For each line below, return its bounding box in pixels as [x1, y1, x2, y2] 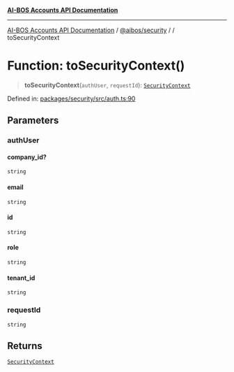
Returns [7, 340, 43, 352]
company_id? [7, 153, 47, 161]
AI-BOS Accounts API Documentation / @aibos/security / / [7, 26, 175, 34]
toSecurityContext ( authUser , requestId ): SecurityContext [24, 80, 191, 89]
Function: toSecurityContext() [7, 58, 185, 74]
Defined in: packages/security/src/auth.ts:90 [7, 94, 136, 103]
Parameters [7, 114, 59, 126]
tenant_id [7, 274, 36, 282]
